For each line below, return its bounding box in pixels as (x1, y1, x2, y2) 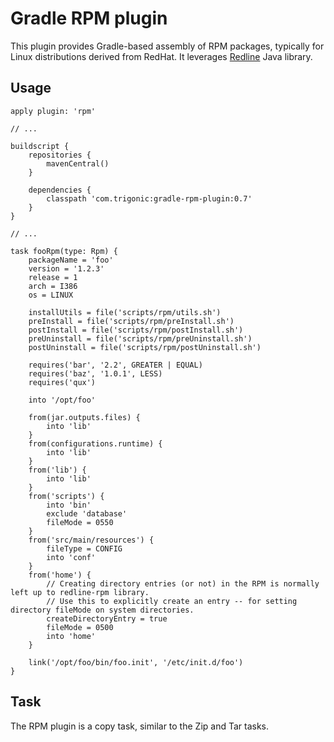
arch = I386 (28, 281, 78, 291)
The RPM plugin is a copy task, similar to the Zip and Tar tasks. (10, 720, 270, 732)
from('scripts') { (28, 491, 105, 501)
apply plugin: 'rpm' (10, 106, 97, 116)
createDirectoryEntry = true (46, 613, 168, 624)
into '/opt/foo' (28, 395, 97, 405)
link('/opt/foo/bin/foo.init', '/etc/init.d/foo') (28, 657, 244, 667)
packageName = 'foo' (28, 255, 114, 265)
